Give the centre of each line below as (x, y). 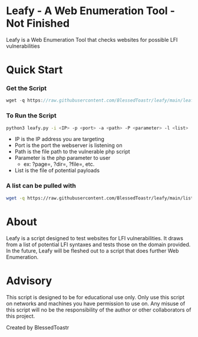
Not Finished (38, 23)
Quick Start (34, 70)
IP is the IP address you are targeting (60, 139)
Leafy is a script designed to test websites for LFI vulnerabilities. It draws (95, 238)
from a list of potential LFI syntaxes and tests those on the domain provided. (98, 244)
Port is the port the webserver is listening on (68, 145)
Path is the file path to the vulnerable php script (72, 152)
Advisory (29, 281)
